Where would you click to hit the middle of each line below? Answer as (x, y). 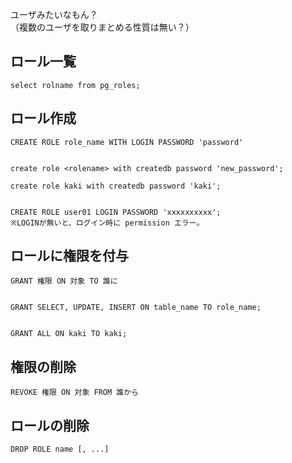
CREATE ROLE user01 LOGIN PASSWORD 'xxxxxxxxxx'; (116, 212)
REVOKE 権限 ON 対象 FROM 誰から (74, 393)
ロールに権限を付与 (69, 256)
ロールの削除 (50, 425)
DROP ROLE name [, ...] (60, 449)
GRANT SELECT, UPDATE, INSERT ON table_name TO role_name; (136, 308)
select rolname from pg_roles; (75, 85)
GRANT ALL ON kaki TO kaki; (69, 334)
